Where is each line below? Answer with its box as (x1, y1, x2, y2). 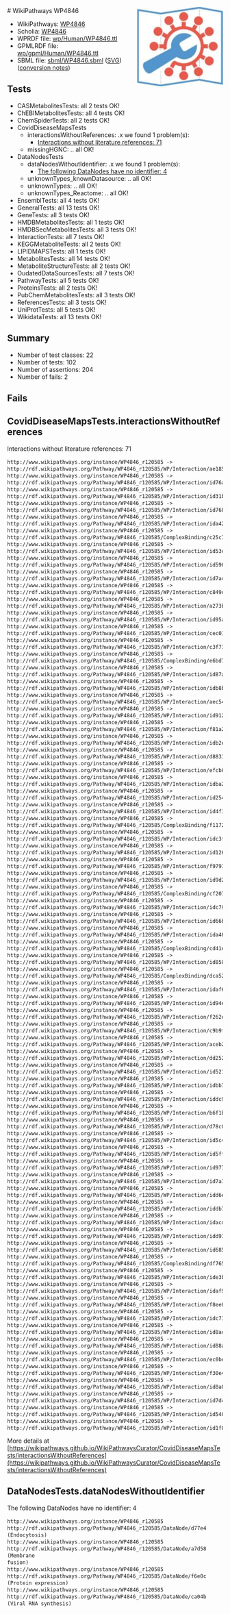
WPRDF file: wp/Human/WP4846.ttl (16, 34, 118, 42)
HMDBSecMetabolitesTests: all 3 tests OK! (16, 225, 137, 234)
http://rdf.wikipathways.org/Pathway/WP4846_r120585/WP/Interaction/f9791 (7, 862, 225, 869)
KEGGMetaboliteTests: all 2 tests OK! (16, 240, 121, 248)
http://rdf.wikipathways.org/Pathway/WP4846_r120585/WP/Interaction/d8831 (7, 753, 225, 760)
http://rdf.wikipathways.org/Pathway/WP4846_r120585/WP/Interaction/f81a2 (7, 725, 225, 732)
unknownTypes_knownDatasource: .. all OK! (27, 174, 152, 182)
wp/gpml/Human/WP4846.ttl (16, 49, 99, 57)
